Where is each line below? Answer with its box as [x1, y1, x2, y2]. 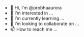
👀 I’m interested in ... [10, 10, 53, 16]
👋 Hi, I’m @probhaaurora [10, 5, 62, 10]
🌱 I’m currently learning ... [10, 15, 65, 21]
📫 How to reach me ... [10, 26, 58, 32]
